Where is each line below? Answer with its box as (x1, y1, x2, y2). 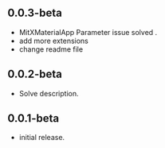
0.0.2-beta (7, 68, 63, 81)
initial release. (18, 133, 65, 142)
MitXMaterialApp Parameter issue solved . (18, 27, 158, 37)
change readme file (18, 44, 84, 54)
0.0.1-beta (7, 111, 60, 126)
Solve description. (18, 88, 79, 98)
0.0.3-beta (7, 6, 63, 20)
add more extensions (18, 36, 89, 45)
